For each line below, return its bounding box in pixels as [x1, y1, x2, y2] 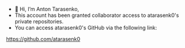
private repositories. [14, 18, 64, 25]
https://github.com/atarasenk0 [6, 36, 81, 42]
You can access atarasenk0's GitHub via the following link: [14, 24, 157, 31]
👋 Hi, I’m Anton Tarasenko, [14, 6, 80, 12]
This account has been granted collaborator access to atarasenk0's [14, 12, 179, 19]
